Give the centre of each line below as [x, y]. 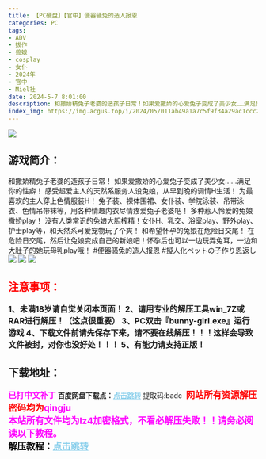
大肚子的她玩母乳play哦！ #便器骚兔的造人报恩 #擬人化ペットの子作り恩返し [133, 250]
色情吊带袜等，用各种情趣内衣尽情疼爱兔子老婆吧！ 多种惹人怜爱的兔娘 [137, 210]
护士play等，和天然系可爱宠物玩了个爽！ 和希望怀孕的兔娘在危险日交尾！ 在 [131, 230]
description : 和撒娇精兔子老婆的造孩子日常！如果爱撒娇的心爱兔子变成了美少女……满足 [132, 104]
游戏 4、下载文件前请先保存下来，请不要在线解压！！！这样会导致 [131, 332]
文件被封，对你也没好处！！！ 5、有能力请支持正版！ [107, 344]
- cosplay [25, 60]
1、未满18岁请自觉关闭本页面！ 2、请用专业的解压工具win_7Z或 [127, 308]
